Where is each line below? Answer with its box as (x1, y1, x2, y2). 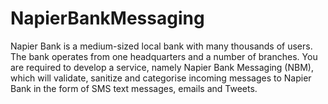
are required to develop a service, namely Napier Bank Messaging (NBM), (10, 61, 314, 73)
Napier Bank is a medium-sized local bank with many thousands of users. (10, 40, 313, 52)
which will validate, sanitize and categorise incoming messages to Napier (10, 72, 312, 84)
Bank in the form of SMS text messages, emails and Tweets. (10, 82, 258, 94)
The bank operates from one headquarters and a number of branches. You (10, 50, 318, 62)
